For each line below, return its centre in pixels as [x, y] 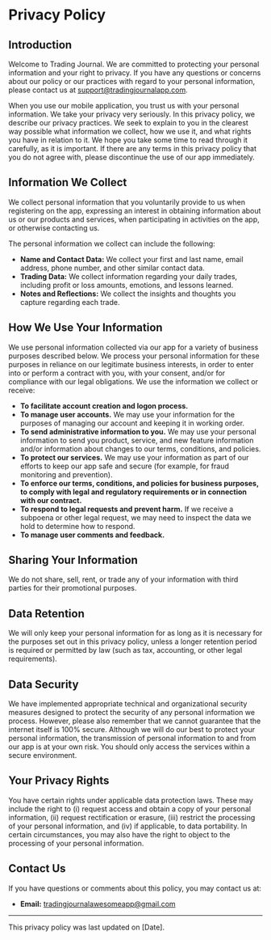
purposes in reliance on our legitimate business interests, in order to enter [131, 364]
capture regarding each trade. [70, 302]
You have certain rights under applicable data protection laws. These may [131, 800]
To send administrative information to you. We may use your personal [138, 431]
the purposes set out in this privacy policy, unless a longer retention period [133, 641]
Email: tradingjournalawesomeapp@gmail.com [98, 904]
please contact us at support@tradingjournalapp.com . [98, 90]
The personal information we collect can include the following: [112, 243]
